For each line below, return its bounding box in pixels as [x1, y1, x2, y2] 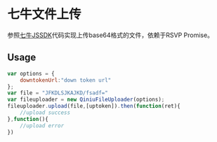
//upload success [20, 109, 71, 116]
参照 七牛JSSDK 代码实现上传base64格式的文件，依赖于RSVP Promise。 [7, 31, 214, 39]
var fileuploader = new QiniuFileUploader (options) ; [7, 96, 165, 104]
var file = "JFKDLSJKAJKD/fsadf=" [7, 90, 109, 97]
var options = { [7, 70, 55, 77]
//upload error [20, 122, 65, 129]
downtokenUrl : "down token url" [20, 76, 112, 84]
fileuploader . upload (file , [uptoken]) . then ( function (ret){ [7, 103, 180, 110]
